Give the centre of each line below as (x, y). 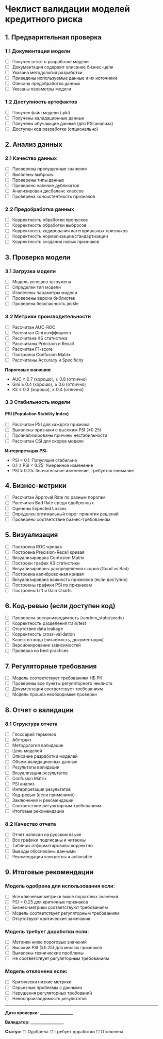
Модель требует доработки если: (47, 931)
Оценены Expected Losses (39, 508)
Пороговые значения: (28, 370)
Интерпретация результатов (41, 789)
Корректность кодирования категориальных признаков (70, 231)
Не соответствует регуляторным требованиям (60, 958)
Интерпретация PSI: (26, 451)
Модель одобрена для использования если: (60, 886)
